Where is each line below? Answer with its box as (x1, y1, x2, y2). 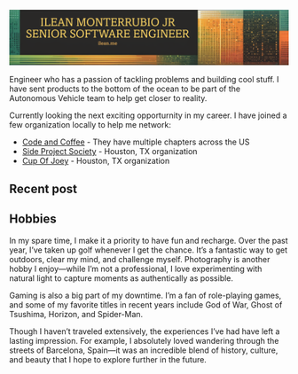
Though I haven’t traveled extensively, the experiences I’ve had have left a (9, 325, 280, 337)
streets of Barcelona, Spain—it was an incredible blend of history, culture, (9, 345, 278, 355)
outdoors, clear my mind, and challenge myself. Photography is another (9, 253, 271, 264)
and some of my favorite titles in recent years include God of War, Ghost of (9, 299, 283, 310)
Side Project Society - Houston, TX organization (21, 146, 198, 157)
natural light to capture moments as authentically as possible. (9, 272, 233, 284)
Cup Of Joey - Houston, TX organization (21, 156, 170, 167)
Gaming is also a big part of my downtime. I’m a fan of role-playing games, (9, 290, 282, 300)
